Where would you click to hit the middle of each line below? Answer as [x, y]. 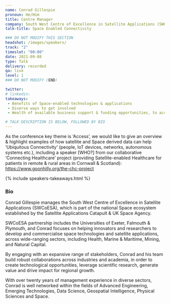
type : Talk [17, 61]
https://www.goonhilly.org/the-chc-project [50, 168]
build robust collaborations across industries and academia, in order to [79, 260]
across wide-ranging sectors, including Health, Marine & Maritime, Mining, [83, 239]
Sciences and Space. [27, 296]
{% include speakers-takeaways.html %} [48, 178]
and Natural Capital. [26, 245]
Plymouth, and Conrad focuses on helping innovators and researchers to [81, 229]
